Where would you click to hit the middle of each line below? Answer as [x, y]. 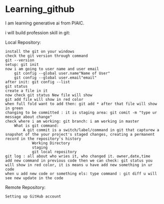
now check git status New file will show [49, 95]
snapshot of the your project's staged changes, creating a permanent [80, 134]
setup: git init [22, 64]
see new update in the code [34, 178]
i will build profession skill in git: [38, 32]
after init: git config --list [38, 82]
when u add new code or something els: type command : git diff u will [81, 174]
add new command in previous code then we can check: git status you [79, 161]
